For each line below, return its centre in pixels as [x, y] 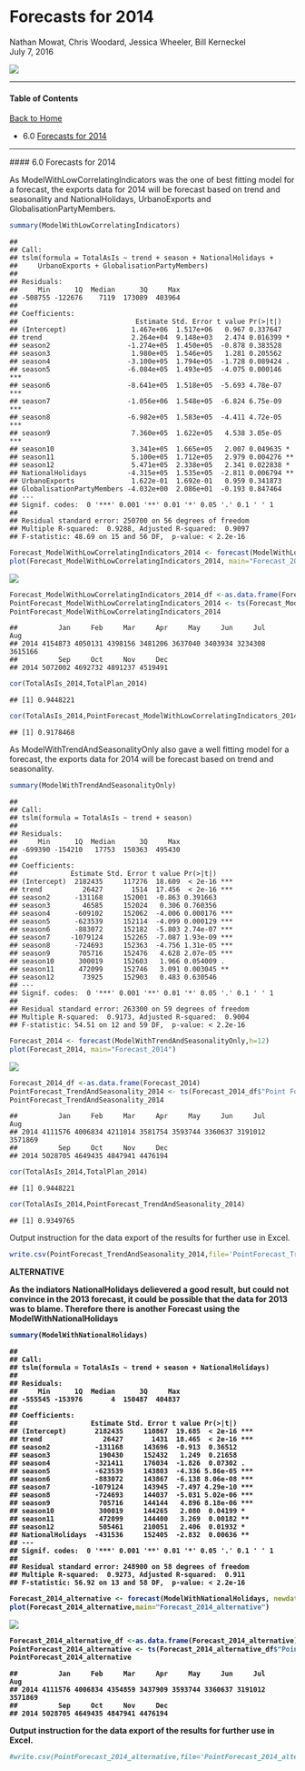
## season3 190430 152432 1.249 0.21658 [123, 1455]
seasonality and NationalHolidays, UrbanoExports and [110, 199]
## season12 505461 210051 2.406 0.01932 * [128, 1527]
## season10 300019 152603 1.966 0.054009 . [117, 962]
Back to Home [36, 118]
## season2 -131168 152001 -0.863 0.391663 [113, 898]
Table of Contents [44, 98]
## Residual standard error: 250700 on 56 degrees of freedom [129, 521]
